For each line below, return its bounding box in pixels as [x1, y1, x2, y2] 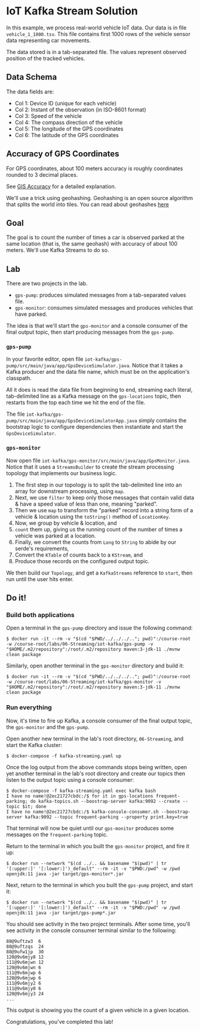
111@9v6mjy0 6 [6, 985, 42, 991]
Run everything [6, 703, 52, 712]
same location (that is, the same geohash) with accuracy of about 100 [6, 240, 178, 247]
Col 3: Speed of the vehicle [14, 112, 82, 119]
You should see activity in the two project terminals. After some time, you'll [6, 920, 190, 927]
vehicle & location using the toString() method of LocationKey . [14, 513, 170, 520]
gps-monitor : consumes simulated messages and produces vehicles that [14, 304, 193, 312]
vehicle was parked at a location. [14, 532, 97, 539]
